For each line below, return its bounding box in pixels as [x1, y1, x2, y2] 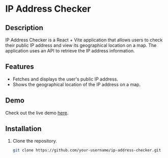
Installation [5, 124, 42, 133]
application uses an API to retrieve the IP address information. [5, 48, 135, 54]
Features [5, 62, 34, 71]
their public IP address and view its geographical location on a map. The [5, 42, 157, 48]
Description [5, 23, 43, 32]
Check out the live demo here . [5, 110, 69, 116]
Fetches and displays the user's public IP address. [12, 76, 119, 82]
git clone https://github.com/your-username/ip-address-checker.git [12, 148, 161, 153]
